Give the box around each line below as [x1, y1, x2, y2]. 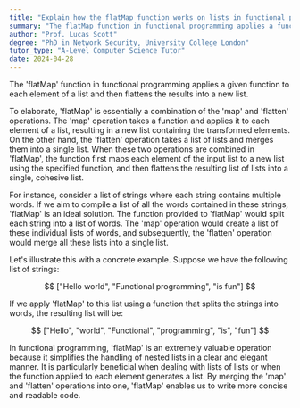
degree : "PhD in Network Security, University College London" [9, 37, 250, 47]
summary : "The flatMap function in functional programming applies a [9, 21, 274, 30]
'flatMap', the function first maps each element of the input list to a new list [9, 154, 285, 163]
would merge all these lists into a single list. [9, 237, 170, 247]
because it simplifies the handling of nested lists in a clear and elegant [9, 352, 268, 362]
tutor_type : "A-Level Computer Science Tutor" [9, 46, 186, 55]
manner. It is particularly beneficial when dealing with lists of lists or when [9, 362, 281, 371]
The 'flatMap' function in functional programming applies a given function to [9, 79, 290, 89]
